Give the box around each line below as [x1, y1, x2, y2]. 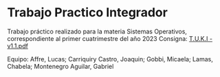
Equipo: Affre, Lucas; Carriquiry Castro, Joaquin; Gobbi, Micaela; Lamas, [7, 55, 213, 63]
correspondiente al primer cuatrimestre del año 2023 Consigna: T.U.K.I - [7, 34, 213, 42]
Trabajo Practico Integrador [7, 5, 168, 20]
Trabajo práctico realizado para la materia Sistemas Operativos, [7, 27, 188, 35]
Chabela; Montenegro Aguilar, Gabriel [7, 62, 114, 70]
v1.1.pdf [7, 42, 29, 50]
